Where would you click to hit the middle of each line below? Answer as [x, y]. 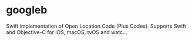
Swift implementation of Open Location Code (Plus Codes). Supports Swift [96, 26]
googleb [27, 10]
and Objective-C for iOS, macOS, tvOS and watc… [67, 32]
